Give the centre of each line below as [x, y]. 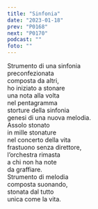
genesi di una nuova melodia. [49, 118]
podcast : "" [24, 40]
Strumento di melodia [38, 177]
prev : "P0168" [28, 26]
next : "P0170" [28, 33]
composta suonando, [38, 184]
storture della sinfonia [38, 110]
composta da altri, [33, 80]
